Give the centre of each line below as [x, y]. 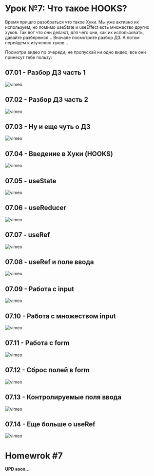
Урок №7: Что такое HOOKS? [66, 9]
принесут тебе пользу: [29, 57]
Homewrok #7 [34, 456]
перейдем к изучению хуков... [37, 42]
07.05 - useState [31, 181]
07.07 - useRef [28, 235]
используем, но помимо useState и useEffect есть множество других [77, 27]
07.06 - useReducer [36, 208]
